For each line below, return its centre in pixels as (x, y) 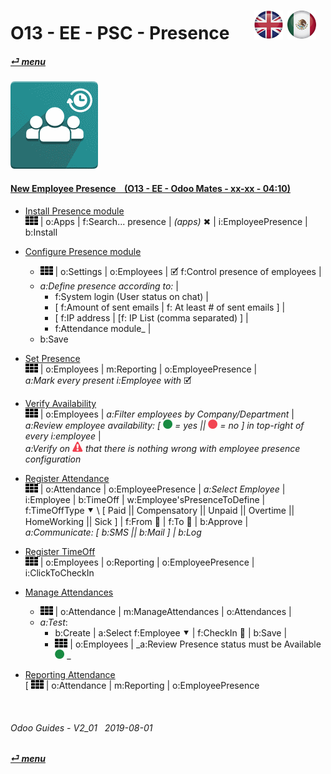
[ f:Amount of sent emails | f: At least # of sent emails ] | (170, 307)
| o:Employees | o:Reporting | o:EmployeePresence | (147, 562)
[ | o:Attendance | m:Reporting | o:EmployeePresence (142, 685)
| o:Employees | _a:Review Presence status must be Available (195, 644)
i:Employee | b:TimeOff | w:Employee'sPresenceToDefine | (145, 499)
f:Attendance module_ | (103, 328)
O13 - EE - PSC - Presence (120, 33)
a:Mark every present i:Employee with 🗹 (108, 380)
